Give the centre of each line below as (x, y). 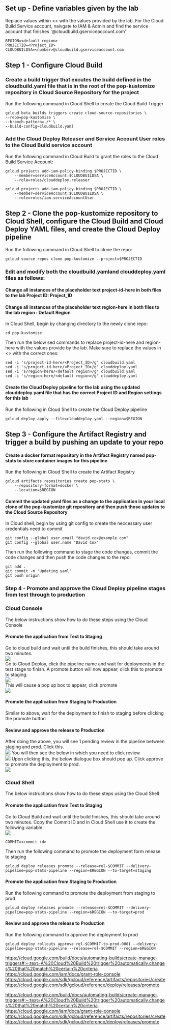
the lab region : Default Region (38, 312)
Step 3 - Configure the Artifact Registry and (76, 434)
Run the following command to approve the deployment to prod (72, 935)
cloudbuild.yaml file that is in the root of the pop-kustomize (80, 86)
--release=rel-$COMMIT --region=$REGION (112, 949)
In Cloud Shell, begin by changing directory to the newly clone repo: (77, 324)
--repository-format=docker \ (47, 486)
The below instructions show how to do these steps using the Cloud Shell (82, 793)
